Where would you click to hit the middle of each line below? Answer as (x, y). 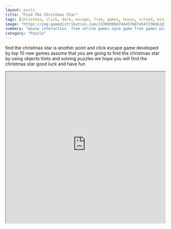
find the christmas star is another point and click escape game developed (82, 48)
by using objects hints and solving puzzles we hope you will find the (76, 58)
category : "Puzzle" (26, 33)
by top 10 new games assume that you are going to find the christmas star (82, 53)
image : (12, 24)
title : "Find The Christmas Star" (42, 15)
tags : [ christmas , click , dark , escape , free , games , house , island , (80, 19)
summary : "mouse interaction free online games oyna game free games (81, 29)
